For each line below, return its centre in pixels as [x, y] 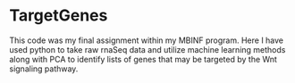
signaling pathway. [44, 69]
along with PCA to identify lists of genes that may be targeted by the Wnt [143, 59]
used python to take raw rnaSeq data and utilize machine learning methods [147, 49]
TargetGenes [59, 16]
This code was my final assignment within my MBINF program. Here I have [147, 40]
